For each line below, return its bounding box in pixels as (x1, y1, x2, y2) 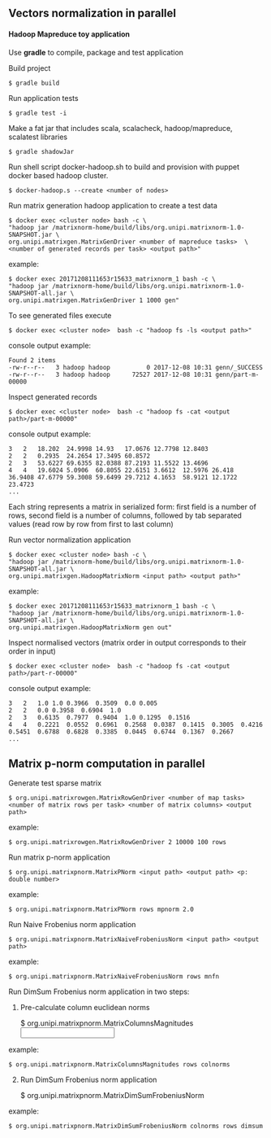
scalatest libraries (8, 132, 67, 142)
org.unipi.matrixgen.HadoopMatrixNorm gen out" (8, 623, 173, 632)
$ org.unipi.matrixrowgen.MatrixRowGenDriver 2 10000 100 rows (8, 838, 227, 847)
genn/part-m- (215, 370, 260, 379)
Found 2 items (8, 356, 57, 365)
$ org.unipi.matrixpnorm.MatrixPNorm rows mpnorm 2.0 (8, 905, 195, 914)
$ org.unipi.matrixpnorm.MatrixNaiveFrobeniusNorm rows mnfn (8, 973, 220, 981)
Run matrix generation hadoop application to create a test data (8, 200, 217, 210)
